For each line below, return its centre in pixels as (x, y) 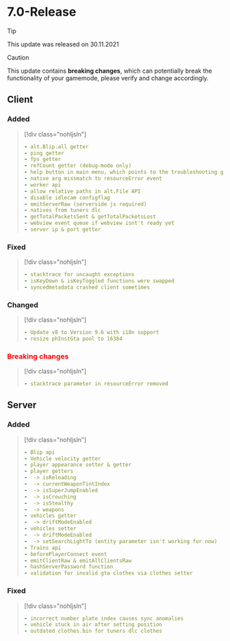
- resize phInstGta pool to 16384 (73, 339)
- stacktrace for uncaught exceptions (79, 275)
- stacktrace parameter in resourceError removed (96, 384)
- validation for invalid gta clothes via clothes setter (108, 573)
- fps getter (42, 159)
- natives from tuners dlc (62, 210)
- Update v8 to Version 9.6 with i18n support (91, 332)
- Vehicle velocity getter (62, 459)
